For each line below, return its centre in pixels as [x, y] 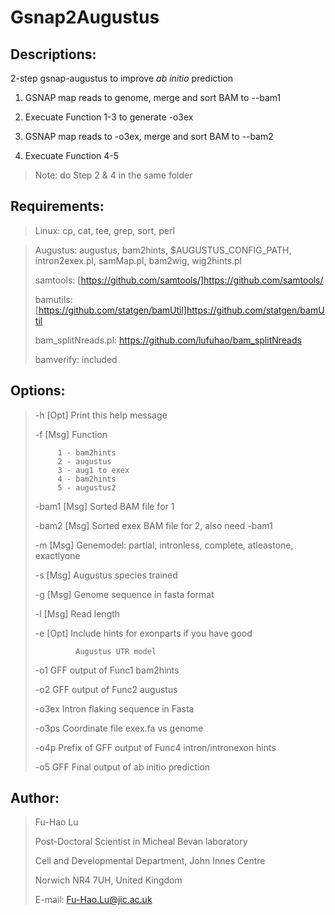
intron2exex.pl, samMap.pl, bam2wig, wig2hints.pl [138, 260]
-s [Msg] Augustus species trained [106, 575]
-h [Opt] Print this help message [101, 415]
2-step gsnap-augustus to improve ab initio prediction [121, 78]
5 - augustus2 [87, 487]
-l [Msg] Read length [77, 613]
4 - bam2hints [87, 479]
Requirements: [57, 206]
